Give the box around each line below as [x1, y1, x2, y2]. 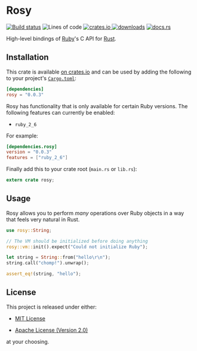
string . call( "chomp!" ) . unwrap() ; [6, 260, 90, 266]
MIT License [14, 315, 46, 322]
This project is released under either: [6, 303, 97, 310]
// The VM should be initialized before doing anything [6, 238, 148, 244]
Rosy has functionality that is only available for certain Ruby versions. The [6, 102, 188, 109]
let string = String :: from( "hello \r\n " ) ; [6, 255, 111, 261]
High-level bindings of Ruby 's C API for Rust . [6, 35, 116, 42]
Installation [6, 52, 49, 63]
